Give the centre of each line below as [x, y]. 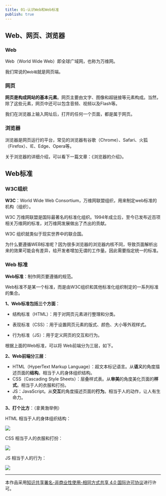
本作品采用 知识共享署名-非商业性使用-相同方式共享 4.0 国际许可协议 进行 [79, 482]
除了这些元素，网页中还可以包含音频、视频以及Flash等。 [62, 104]
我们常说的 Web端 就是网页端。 [34, 72]
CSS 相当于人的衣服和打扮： [34, 438]
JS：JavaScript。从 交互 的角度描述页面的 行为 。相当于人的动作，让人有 [84, 391]
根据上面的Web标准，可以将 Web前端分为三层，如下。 [61, 345]
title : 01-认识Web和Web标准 [32, 10]
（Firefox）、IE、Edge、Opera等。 [40, 146]
